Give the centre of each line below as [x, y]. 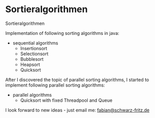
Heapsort [30, 64]
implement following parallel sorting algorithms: [55, 85]
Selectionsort [34, 54]
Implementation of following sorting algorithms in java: [62, 33]
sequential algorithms [35, 43]
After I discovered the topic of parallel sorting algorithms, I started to [77, 80]
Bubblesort [32, 59]
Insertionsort [34, 48]
